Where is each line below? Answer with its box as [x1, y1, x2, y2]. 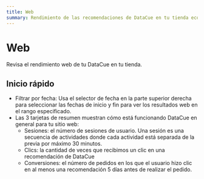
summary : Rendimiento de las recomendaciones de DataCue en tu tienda [6, 15, 189, 21]
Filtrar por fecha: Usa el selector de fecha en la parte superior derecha [15, 95, 192, 102]
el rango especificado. [15, 108, 72, 115]
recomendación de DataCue [24, 153, 95, 160]
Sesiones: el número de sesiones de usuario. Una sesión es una [24, 127, 184, 135]
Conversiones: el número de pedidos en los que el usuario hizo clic [24, 160, 192, 167]
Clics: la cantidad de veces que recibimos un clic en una [24, 147, 165, 154]
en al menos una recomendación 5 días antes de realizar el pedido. [24, 166, 192, 174]
